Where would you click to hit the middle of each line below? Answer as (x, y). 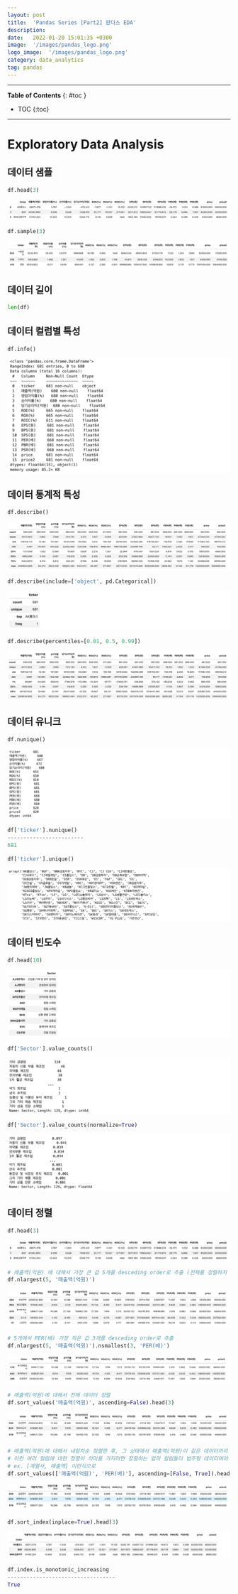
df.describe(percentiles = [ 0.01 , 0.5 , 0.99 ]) (74, 642)
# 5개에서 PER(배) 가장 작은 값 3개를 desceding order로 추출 (91, 1339)
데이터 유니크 (34, 722)
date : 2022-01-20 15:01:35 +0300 (60, 38)
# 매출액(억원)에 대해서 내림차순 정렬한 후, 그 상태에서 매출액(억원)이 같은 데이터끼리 (118, 1451)
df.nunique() (27, 739)
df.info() (22, 349)
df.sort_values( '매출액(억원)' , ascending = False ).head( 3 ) (91, 1402)
